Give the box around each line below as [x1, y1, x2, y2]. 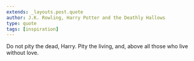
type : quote [6, 20, 37, 26]
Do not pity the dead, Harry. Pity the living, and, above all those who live [6, 43, 188, 50]
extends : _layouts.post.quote [6, 9, 84, 15]
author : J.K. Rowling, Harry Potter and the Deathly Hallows [6, 15, 166, 21]
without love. [6, 49, 39, 57]
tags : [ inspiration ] [6, 26, 59, 32]
